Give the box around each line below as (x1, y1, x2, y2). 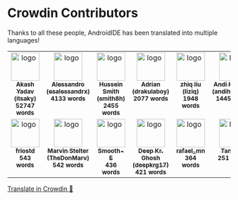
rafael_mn (176, 147, 205, 155)
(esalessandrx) (46, 87, 90, 95)
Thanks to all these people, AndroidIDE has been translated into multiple (7, 28, 218, 37)
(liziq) (182, 87, 200, 95)
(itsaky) (13, 94, 37, 102)
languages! (7, 35, 40, 44)
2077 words (133, 94, 169, 102)
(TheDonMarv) (47, 154, 90, 162)
